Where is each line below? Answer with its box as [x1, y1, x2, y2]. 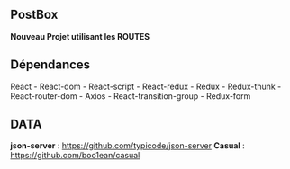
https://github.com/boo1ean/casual [10, 150, 140, 161]
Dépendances [10, 58, 91, 73]
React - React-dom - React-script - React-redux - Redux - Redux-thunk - [10, 81, 282, 92]
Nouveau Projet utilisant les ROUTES [10, 31, 150, 41]
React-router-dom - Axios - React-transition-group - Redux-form [10, 90, 251, 102]
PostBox [10, 7, 59, 22]
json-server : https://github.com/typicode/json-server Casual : [10, 140, 246, 151]
